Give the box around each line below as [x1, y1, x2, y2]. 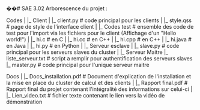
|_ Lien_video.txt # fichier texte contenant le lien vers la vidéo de [6, 92, 165, 99]
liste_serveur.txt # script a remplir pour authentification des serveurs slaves [6, 55, 193, 62]
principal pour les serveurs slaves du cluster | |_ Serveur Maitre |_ [6, 48, 169, 56]
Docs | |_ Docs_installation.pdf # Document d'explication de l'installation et [6, 73, 191, 80]
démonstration [6, 98, 43, 105]
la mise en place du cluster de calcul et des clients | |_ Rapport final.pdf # [6, 80, 188, 86]
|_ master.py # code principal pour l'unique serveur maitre [6, 62, 150, 68]
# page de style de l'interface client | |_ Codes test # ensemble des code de [6, 23, 194, 30]
